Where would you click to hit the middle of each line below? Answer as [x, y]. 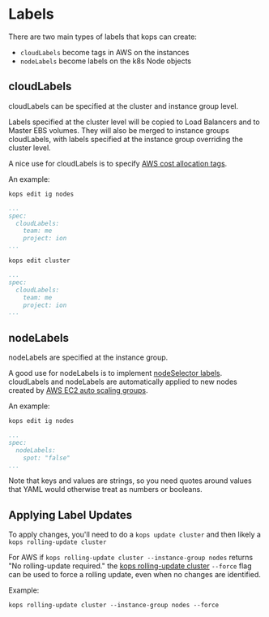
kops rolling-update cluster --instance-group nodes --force [114, 606]
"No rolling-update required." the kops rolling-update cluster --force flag [130, 566]
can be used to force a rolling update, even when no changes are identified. [135, 575]
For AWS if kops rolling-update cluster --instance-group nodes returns [131, 558]
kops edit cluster [39, 261]
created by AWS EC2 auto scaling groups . [78, 390]
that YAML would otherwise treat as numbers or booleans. [105, 490]
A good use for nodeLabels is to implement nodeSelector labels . [115, 373]
